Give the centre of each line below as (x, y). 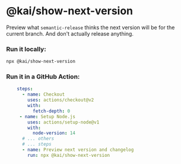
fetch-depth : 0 (51, 111)
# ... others (38, 139)
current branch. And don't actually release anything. (70, 33)
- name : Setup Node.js (47, 116)
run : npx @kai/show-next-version (69, 155)
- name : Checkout (43, 94)
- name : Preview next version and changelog (78, 150)
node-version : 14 (54, 133)
